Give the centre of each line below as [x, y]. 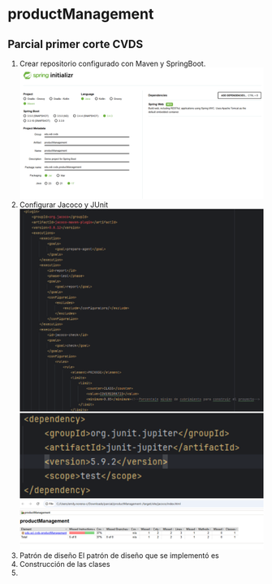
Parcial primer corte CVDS [76, 44]
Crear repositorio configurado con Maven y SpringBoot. [112, 63]
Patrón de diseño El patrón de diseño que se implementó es [119, 556]
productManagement [81, 14]
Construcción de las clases [65, 565]
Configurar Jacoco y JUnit [64, 205]
